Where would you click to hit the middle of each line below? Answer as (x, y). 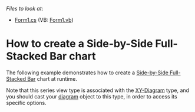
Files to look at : (25, 9)
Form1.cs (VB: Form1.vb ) (44, 20)
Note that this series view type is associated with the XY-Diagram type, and (98, 90)
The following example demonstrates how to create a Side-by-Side (87, 73)
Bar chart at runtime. (52, 78)
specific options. (27, 103)
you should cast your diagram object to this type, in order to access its (92, 96)
